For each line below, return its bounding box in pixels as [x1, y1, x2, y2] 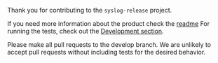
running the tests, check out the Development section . [7, 27, 164, 35]
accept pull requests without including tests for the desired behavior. [7, 48, 206, 56]
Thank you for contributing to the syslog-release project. [7, 6, 172, 14]
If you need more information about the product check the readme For [7, 20, 210, 27]
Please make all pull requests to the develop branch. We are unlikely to [7, 41, 212, 48]
